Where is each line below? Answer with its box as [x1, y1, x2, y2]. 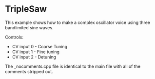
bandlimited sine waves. [5, 24, 54, 30]
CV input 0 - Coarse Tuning [12, 43, 67, 49]
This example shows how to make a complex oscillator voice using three [5, 20, 150, 25]
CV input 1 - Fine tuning [12, 49, 60, 55]
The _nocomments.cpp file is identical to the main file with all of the [5, 63, 140, 69]
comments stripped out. [5, 68, 53, 74]
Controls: [5, 34, 23, 40]
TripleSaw [5, 3, 47, 15]
